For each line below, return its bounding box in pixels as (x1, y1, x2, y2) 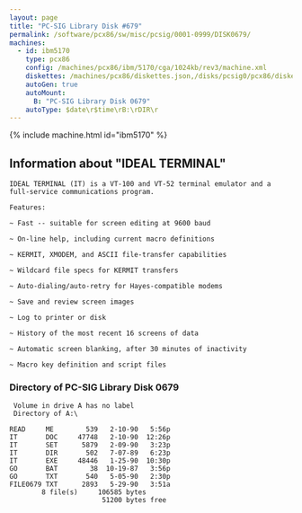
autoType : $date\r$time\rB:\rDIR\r (25, 105, 159, 114)
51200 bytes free (102, 496, 167, 505)
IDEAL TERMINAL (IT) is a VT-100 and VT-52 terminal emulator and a (9, 180, 271, 189)
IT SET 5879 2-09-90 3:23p (9, 441, 171, 450)
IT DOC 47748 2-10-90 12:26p (9, 433, 171, 442)
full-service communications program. (9, 188, 155, 197)
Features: (9, 203, 47, 212)
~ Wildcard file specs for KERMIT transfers (9, 266, 179, 275)
